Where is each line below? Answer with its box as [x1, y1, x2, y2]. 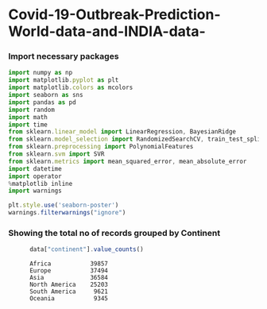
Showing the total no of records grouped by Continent [8, 228, 221, 239]
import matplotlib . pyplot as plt [8, 76, 119, 84]
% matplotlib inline [8, 180, 73, 187]
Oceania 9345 [29, 295, 109, 303]
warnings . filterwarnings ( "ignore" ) [8, 209, 126, 217]
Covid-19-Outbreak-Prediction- [8, 6, 221, 24]
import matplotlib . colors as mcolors [8, 83, 133, 92]
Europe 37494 [29, 267, 109, 275]
